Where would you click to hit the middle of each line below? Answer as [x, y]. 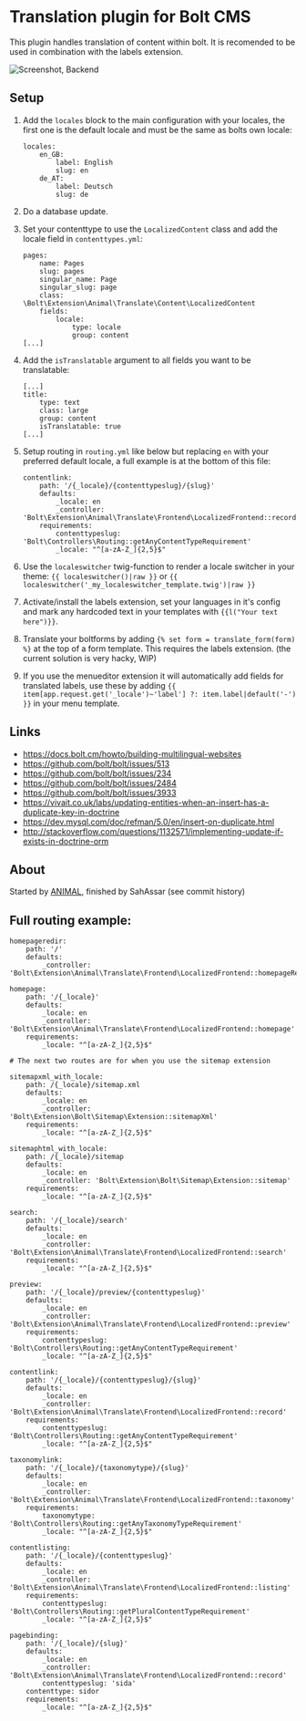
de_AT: [52, 178]
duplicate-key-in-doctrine [71, 812]
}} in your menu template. [71, 703]
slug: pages [62, 271]
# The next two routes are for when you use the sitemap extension [140, 1061]
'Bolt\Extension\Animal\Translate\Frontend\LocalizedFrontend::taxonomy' [153, 1500]
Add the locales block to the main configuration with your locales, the [153, 119]
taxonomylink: [36, 1460]
